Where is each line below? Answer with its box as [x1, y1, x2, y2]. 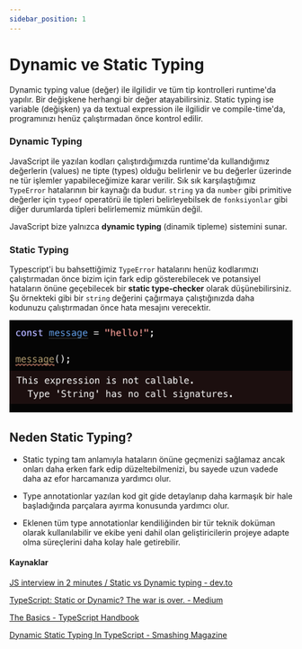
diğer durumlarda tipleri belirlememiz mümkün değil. [9, 203, 203, 214]
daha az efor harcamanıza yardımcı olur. [22, 473, 172, 483]
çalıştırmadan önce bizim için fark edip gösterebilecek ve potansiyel [9, 274, 261, 284]
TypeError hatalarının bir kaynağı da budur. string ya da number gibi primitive [9, 185, 292, 195]
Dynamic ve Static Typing [9, 54, 205, 75]
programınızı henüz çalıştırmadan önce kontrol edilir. [9, 113, 204, 123]
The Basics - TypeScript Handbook [9, 612, 139, 623]
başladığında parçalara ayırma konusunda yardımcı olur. [22, 500, 230, 510]
